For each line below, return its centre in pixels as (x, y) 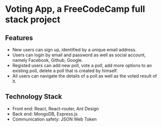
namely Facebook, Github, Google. (47, 60)
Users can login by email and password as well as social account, (79, 55)
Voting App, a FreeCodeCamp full (75, 9)
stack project (33, 20)
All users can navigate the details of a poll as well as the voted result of (84, 76)
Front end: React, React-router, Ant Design (56, 108)
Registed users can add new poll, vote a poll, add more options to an (82, 65)
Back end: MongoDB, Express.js (45, 114)
